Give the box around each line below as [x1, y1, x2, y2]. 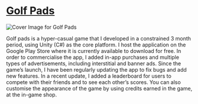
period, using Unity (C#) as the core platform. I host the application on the [6, 41, 186, 48]
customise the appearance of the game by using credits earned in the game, [6, 85, 193, 92]
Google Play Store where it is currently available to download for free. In [6, 47, 181, 54]
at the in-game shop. [6, 91, 57, 98]
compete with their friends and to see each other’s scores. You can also [6, 78, 181, 86]
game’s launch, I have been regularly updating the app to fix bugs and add [6, 66, 187, 73]
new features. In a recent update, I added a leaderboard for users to [6, 72, 171, 79]
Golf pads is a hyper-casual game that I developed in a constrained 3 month [6, 35, 191, 42]
